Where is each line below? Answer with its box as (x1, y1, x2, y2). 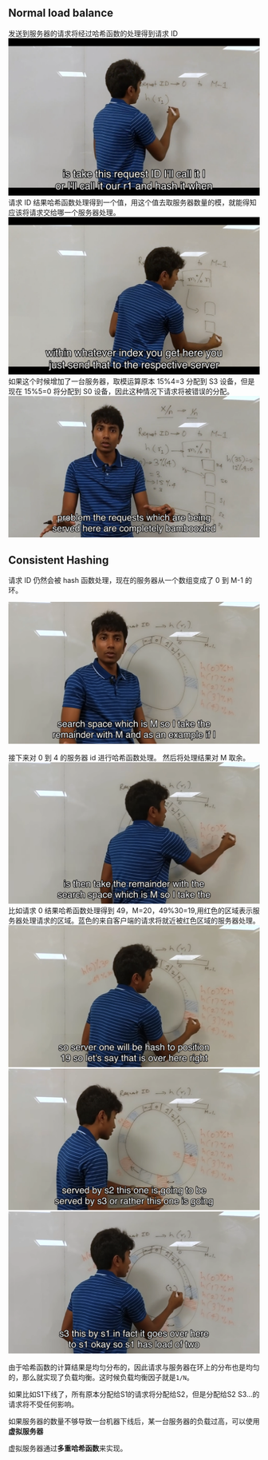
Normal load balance (8, 6, 114, 20)
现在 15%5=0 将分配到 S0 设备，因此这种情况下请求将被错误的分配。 (8, 386, 234, 396)
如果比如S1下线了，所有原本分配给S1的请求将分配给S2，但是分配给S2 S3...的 (8, 1389, 260, 1398)
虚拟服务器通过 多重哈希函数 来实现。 (8, 1443, 128, 1453)
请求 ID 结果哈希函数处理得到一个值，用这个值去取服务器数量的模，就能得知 (8, 197, 257, 207)
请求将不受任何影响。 (8, 1399, 78, 1409)
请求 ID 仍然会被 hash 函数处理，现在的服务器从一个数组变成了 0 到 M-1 (8, 576, 243, 585)
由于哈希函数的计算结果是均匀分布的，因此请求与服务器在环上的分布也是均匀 (8, 1362, 260, 1372)
